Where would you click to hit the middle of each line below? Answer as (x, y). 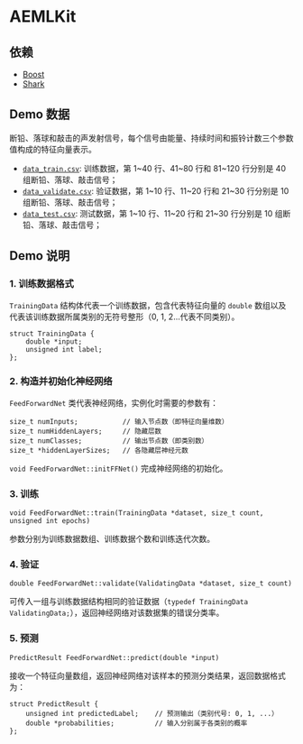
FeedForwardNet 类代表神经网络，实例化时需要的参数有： (114, 402)
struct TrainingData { (52, 334)
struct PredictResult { (54, 704)
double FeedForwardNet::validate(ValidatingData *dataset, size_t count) (151, 583)
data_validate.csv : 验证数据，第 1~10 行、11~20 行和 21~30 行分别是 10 (156, 190)
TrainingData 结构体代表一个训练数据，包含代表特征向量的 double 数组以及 (148, 305)
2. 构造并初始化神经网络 (61, 381)
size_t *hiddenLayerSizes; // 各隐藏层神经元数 (99, 450)
